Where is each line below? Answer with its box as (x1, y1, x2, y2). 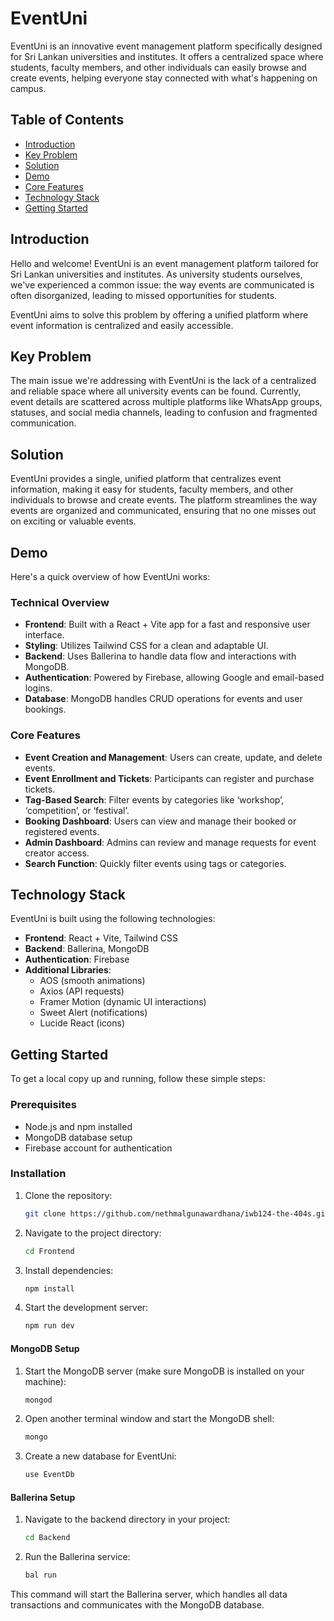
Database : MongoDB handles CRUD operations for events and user (24, 693, 303, 705)
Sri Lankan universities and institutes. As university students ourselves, (10, 268, 303, 280)
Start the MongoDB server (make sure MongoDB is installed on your (24, 1365, 305, 1377)
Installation (10, 1167, 67, 1181)
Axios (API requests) (39, 985, 125, 997)
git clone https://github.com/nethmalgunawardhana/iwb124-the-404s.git (24, 1208, 330, 1219)
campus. (10, 82, 47, 94)
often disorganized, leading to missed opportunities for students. (10, 289, 278, 301)
